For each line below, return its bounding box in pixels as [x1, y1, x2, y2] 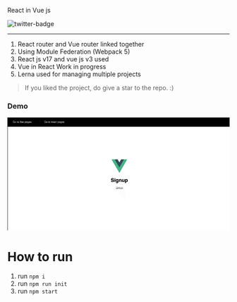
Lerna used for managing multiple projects [17, 70, 141, 78]
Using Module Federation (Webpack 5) [17, 47, 130, 56]
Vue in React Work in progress [17, 63, 107, 71]
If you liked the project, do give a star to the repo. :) [24, 84, 174, 92]
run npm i [17, 272, 46, 281]
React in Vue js [7, 6, 51, 14]
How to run [7, 248, 73, 265]
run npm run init [17, 279, 68, 288]
